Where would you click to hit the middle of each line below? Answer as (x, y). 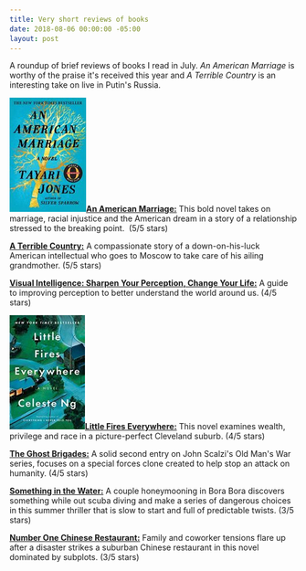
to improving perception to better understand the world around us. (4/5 (143, 293)
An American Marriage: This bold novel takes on (179, 209)
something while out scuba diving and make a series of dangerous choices (150, 501)
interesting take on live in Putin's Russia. (85, 85)
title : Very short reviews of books (79, 19)
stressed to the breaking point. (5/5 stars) (89, 228)
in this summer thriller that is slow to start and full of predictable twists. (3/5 (152, 511)
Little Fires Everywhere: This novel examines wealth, (185, 427)
